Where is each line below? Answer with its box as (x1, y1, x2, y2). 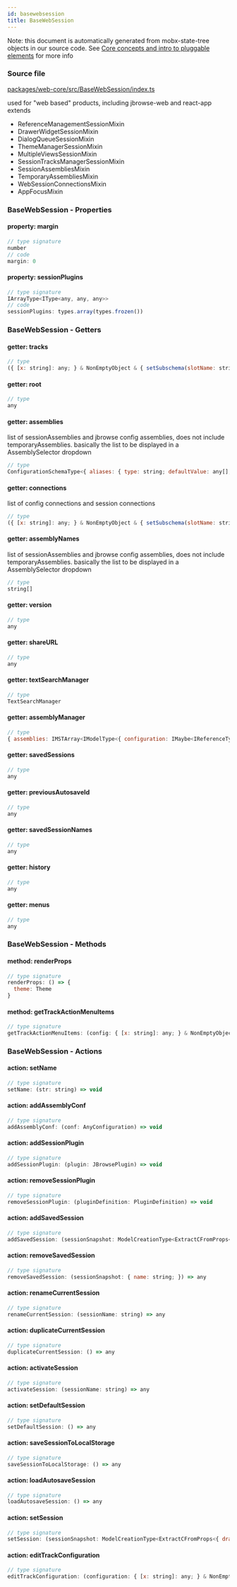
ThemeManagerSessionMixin (17, 142, 103, 150)
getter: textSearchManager (7, 675, 90, 684)
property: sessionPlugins (7, 273, 83, 282)
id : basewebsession (7, 10, 65, 18)
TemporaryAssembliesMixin (17, 172, 99, 181)
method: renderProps (7, 957, 72, 965)
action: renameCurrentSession (7, 1289, 100, 1297)
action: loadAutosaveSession (7, 1476, 96, 1484)
